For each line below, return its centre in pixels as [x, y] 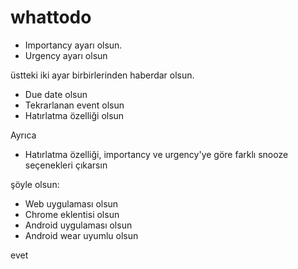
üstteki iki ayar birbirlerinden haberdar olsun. [102, 75]
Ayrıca [23, 135]
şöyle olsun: [35, 184]
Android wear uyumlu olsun [81, 235]
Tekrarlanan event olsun [74, 105]
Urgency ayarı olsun [66, 55]
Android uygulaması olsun [78, 225]
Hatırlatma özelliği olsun [74, 115]
